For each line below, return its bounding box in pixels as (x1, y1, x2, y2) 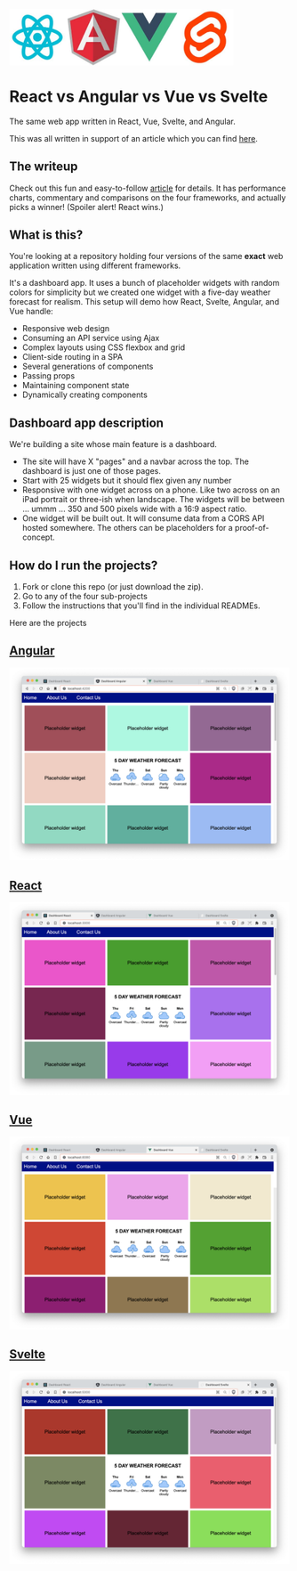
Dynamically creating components (21, 389, 148, 400)
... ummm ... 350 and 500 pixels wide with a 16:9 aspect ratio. (21, 503, 247, 515)
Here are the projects (9, 617, 87, 628)
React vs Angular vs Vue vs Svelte (9, 86, 269, 106)
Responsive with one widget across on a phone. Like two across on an (21, 484, 280, 495)
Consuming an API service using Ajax (21, 333, 160, 344)
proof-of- (234, 523, 269, 533)
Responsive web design (21, 323, 110, 334)
